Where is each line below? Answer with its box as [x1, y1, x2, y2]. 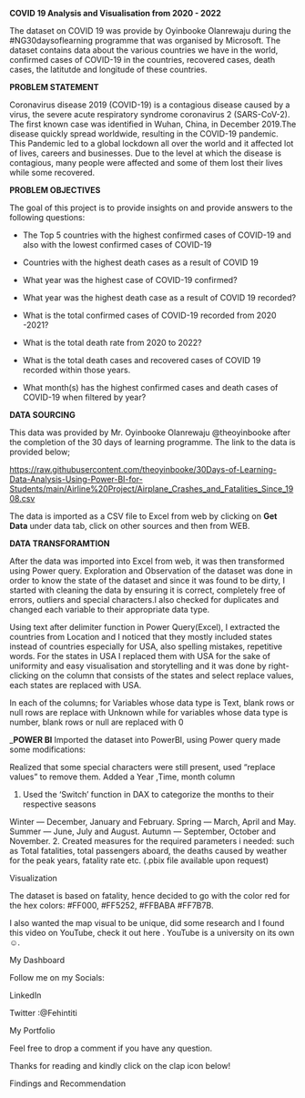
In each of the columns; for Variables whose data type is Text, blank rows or [9, 697, 295, 708]
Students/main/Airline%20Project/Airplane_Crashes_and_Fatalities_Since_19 [9, 483, 294, 494]
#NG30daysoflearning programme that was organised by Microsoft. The [9, 36, 280, 46]
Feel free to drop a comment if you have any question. [9, 1042, 212, 1053]
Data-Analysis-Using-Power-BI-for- [9, 473, 143, 484]
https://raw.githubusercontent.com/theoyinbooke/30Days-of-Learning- [9, 464, 278, 474]
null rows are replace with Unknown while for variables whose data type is [9, 707, 289, 717]
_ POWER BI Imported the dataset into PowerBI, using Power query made [9, 735, 280, 745]
